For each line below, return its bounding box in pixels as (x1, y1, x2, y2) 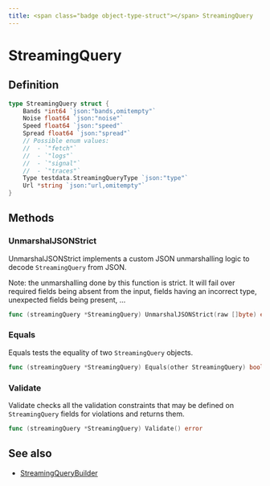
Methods (8, 211, 55, 225)
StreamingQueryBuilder (19, 468, 98, 478)
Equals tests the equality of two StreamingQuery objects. (8, 347, 194, 357)
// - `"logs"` (22, 152, 74, 160)
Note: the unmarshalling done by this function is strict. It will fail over (8, 278, 235, 288)
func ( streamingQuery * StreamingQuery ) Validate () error (8, 425, 203, 433)
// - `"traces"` (22, 166, 81, 175)
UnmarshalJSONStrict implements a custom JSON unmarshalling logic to (8, 254, 250, 263)
